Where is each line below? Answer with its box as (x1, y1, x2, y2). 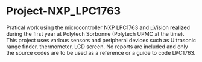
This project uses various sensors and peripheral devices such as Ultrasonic (6, 36, 197, 44)
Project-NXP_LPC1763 (6, 4, 121, 18)
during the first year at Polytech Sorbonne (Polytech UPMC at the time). (6, 30, 185, 37)
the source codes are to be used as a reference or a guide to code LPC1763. (6, 49, 196, 56)
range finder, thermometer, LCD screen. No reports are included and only (6, 43, 188, 50)
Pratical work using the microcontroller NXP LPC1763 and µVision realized (6, 24, 191, 31)
